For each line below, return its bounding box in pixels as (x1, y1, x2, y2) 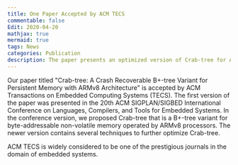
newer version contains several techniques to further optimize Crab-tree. (7, 128, 221, 137)
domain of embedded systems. (7, 149, 98, 158)
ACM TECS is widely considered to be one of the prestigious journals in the (7, 142, 227, 151)
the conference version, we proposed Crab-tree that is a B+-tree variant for (7, 113, 228, 122)
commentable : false (7, 17, 65, 24)
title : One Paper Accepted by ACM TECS (7, 10, 125, 18)
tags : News (7, 43, 40, 50)
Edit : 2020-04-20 (7, 23, 59, 30)
